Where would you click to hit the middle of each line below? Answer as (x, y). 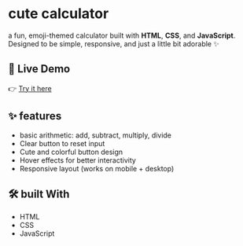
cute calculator (59, 14)
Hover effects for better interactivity (77, 160)
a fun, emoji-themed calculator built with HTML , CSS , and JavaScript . (122, 35)
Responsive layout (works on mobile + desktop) (97, 168)
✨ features (35, 116)
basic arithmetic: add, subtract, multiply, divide (95, 135)
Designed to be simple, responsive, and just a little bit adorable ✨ (114, 43)
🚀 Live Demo (39, 69)
